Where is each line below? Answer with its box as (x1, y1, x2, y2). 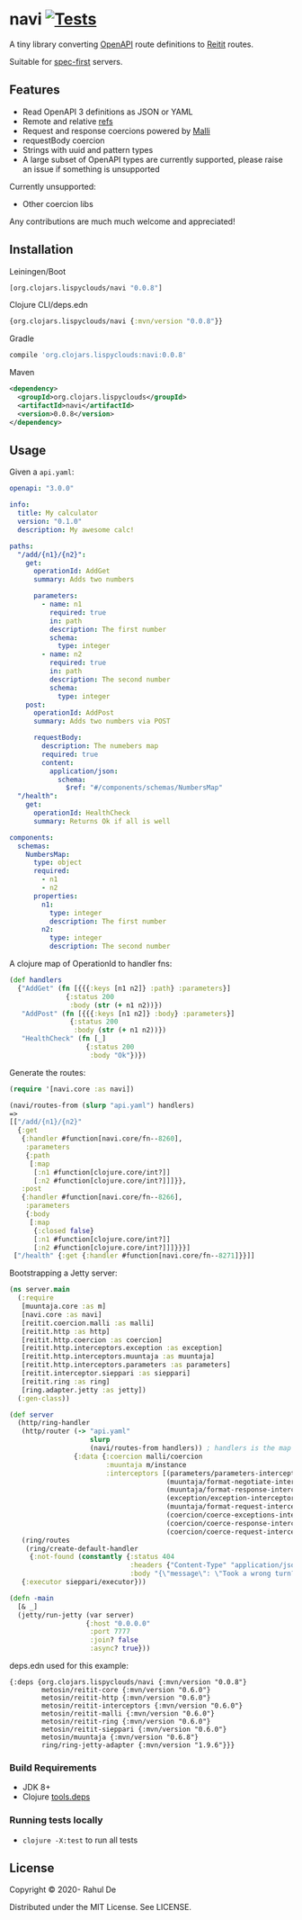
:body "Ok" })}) (89, 1050, 147, 1059)
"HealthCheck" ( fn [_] (21, 1034, 106, 1043)
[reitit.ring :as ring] (21, 1377, 111, 1386)
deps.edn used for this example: (9, 1661, 129, 1671)
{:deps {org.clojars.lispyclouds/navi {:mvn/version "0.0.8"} (9, 1678, 247, 1687)
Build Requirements (9, 1761, 97, 1773)
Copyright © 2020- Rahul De (9, 1884, 117, 1895)
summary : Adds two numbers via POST (32, 717, 171, 726)
